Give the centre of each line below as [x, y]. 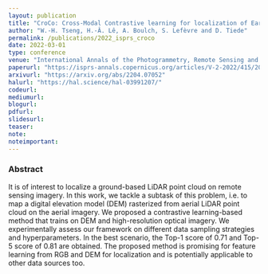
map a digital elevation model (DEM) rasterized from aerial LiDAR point [124, 203]
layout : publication [43, 16]
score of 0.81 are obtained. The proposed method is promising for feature [135, 246]
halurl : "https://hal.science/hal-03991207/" [85, 82]
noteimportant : [33, 141]
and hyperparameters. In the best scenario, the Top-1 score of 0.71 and [125, 237]
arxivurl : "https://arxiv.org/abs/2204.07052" [87, 75]
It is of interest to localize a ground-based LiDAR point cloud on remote [125, 186]
